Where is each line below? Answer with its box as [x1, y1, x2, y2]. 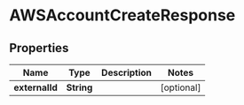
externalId [13, 81, 58, 94]
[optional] [160, 81, 201, 94]
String [66, 81, 93, 94]
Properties [9, 41, 69, 56]
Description [101, 67, 153, 79]
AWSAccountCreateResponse [9, 5, 236, 26]
